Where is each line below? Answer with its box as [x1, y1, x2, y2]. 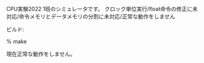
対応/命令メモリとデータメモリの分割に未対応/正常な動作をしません [6, 13, 175, 20]
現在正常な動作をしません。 [6, 50, 76, 58]
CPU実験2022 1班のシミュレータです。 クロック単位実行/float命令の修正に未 [6, 5, 198, 12]
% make [6, 38, 27, 45]
